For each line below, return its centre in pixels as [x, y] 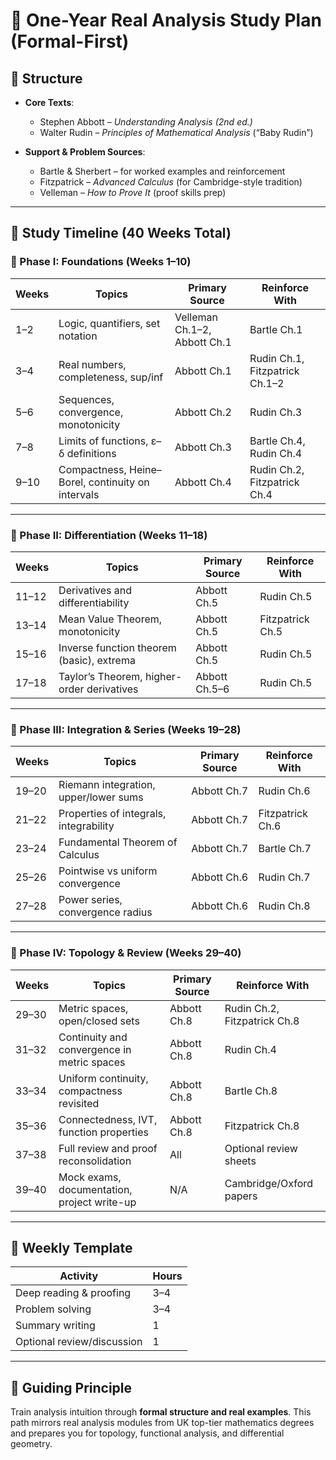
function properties [103, 1132]
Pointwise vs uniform [108, 871]
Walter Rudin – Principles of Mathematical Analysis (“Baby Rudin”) [176, 132]
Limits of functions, [103, 441]
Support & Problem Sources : [85, 152]
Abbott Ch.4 [203, 482]
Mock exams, [90, 1177]
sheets [240, 1161]
